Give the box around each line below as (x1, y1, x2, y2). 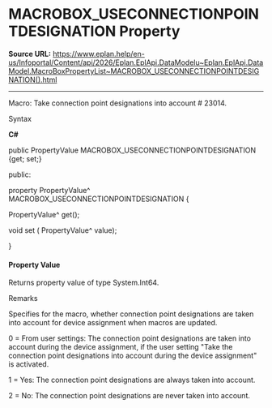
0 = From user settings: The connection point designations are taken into (8, 333, 251, 343)
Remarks (8, 294, 38, 303)
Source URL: (8, 49, 51, 58)
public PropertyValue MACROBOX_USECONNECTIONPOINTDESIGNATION (8, 145, 257, 155)
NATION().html (8, 75, 57, 84)
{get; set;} (8, 153, 42, 163)
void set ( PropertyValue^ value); (8, 225, 117, 235)
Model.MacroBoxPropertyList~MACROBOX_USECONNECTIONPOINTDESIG (8, 66, 260, 75)
